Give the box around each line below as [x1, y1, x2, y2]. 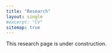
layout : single [6, 14, 43, 20]
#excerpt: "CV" [6, 19, 43, 25]
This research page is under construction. [6, 40, 107, 47]
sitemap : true [6, 24, 41, 31]
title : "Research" [6, 8, 51, 14]
